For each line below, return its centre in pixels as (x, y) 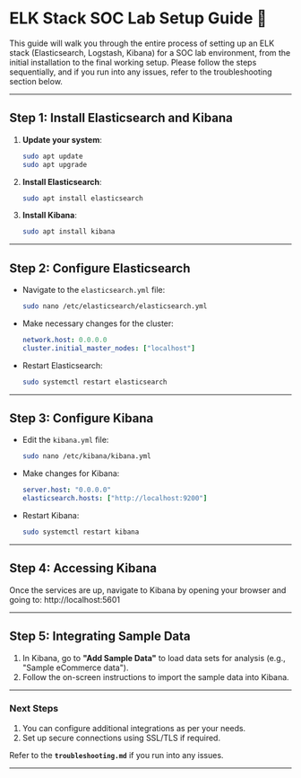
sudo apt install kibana (69, 232)
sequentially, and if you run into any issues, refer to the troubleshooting (141, 72)
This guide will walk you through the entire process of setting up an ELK (142, 43)
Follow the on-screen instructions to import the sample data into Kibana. (155, 676)
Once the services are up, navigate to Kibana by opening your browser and (148, 590)
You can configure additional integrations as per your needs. (134, 728)
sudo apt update (52, 156)
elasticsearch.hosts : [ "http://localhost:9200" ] (115, 499)
